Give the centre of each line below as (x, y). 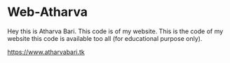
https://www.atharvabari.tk (46, 52)
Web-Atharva (47, 12)
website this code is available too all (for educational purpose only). (105, 38)
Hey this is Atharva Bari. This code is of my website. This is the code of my (115, 31)
